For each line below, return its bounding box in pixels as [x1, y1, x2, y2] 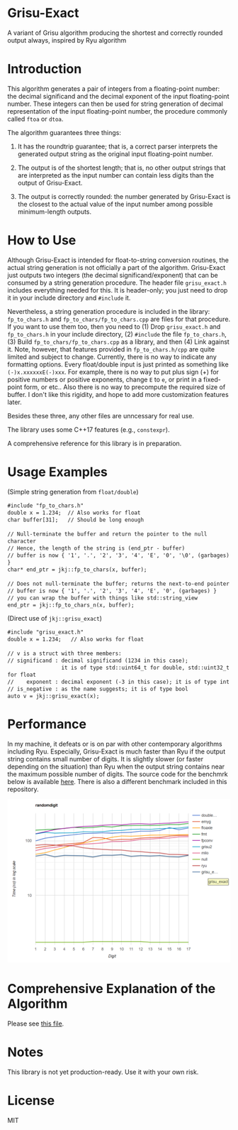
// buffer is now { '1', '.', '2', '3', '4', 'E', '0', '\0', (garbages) [7, 552, 230, 559]
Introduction [7, 61, 82, 77]
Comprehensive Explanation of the [7, 981, 216, 997]
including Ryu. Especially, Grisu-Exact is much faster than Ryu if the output [7, 747, 225, 756]
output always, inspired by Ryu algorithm [7, 36, 127, 44]
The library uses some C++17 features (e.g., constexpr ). [7, 425, 170, 434]
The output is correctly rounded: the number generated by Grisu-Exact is [17, 192, 231, 200]
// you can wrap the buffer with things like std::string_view [7, 594, 198, 602]
